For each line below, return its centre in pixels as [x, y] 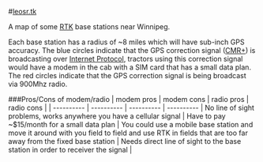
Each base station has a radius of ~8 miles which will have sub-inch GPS [126, 42]
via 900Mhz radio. [38, 84]
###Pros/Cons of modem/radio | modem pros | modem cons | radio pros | [128, 99]
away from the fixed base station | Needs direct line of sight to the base [125, 141]
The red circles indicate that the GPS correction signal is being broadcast [127, 75]
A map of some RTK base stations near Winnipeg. [89, 26]
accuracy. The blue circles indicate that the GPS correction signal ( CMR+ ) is [132, 50]
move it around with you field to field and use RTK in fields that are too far [128, 133]
